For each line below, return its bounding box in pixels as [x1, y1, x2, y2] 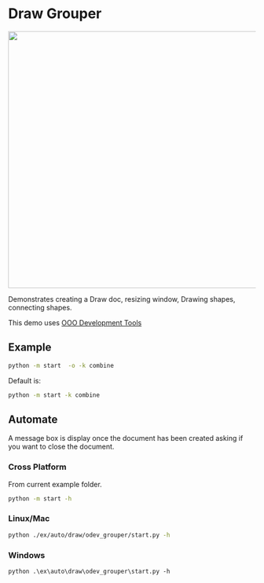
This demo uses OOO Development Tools [8, 317, 142, 327]
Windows [8, 549, 46, 560]
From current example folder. [8, 479, 102, 489]
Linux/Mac [8, 513, 50, 524]
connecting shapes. [8, 302, 72, 312]
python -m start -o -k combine [8, 361, 114, 369]
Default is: [8, 376, 42, 385]
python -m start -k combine [8, 390, 101, 399]
